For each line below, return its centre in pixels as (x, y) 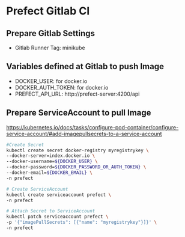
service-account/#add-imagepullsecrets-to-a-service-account (84, 134)
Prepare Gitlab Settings (50, 33)
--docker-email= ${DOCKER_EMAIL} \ (50, 173)
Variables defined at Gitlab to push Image (85, 66)
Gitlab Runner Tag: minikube (50, 48)
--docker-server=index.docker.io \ (51, 156)
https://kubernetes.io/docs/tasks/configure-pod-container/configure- (92, 127)
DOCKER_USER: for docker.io (51, 81)
